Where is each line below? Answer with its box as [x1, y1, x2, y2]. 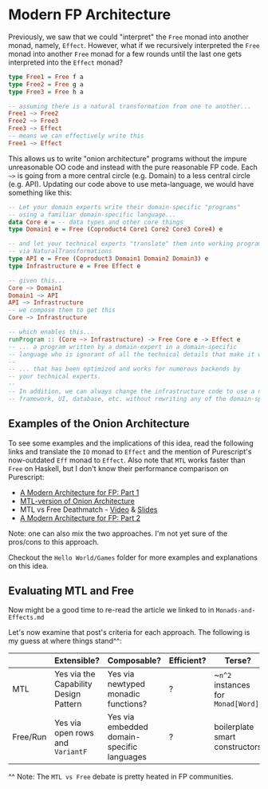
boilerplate [214, 721, 254, 732]
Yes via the [54, 668, 96, 680]
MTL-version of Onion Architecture [19, 496, 136, 506]
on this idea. [8, 561, 49, 570]
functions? [107, 699, 148, 710]
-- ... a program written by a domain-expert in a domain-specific [8, 343, 238, 351]
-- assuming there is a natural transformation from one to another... [8, 102, 251, 110]
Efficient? [168, 655, 207, 666]
